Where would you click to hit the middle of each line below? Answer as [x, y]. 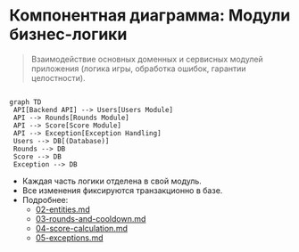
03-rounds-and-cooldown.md [91, 218]
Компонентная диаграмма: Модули [150, 16]
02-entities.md [63, 209]
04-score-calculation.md [81, 228]
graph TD [25, 102]
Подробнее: [45, 199]
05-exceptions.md [69, 238]
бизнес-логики [68, 34]
